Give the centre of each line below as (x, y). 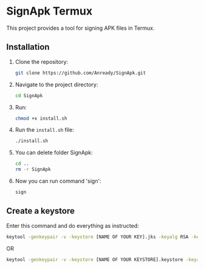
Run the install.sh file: (44, 130)
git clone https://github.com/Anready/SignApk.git (80, 73)
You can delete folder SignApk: (54, 152)
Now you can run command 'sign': (58, 181)
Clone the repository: (42, 61)
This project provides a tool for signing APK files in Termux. (80, 28)
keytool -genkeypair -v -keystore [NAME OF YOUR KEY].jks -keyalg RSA (97, 237)
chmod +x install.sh (41, 118)
